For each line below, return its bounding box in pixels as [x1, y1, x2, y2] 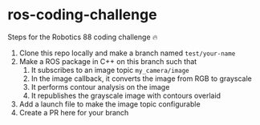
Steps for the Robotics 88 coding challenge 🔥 [7, 32, 158, 42]
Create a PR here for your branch [18, 107, 129, 117]
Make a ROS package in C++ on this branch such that [18, 56, 197, 66]
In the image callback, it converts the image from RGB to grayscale [30, 74, 252, 83]
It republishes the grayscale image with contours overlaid [30, 91, 221, 100]
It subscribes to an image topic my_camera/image [30, 65, 189, 75]
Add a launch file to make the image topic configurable [18, 99, 201, 109]
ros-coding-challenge [7, 6, 157, 24]
